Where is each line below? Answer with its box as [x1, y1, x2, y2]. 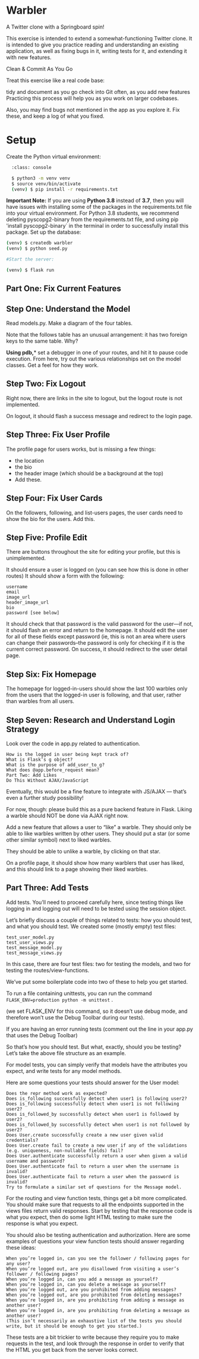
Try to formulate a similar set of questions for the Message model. [6, 1184, 182, 1190]
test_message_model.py [6, 944, 62, 950]
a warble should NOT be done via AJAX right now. [6, 812, 129, 819]
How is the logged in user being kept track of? [6, 751, 129, 757]
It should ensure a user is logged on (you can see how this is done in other [6, 566, 189, 573]
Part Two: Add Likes [6, 772, 58, 778]
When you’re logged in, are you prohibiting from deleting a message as [6, 1307, 190, 1313]
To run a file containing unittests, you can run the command [6, 990, 152, 997]
